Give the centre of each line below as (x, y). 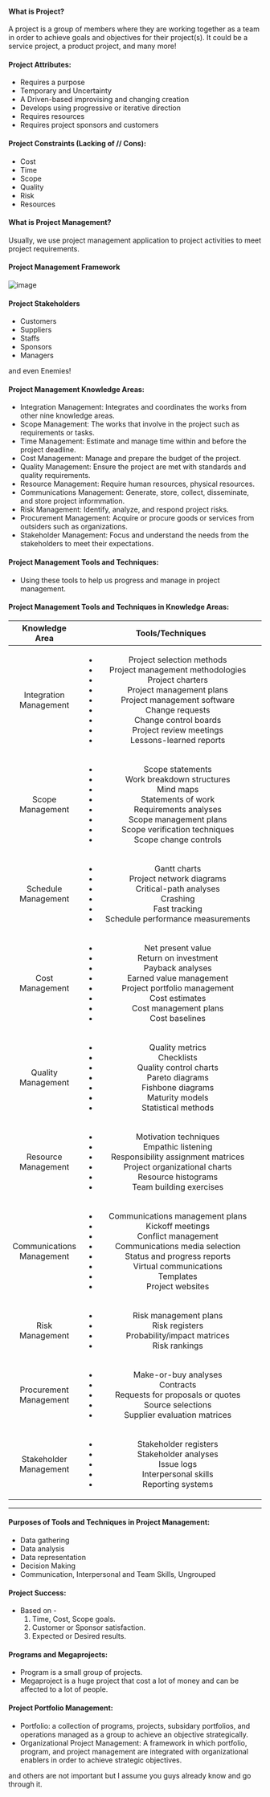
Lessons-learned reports (178, 740)
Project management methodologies (178, 669)
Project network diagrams (178, 878)
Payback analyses (178, 968)
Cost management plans (178, 1008)
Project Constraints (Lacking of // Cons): (78, 143)
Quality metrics (178, 1047)
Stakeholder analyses (178, 1454)
